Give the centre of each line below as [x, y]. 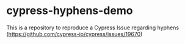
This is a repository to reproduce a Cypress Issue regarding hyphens [92, 28]
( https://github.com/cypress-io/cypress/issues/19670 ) [74, 34]
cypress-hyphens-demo [70, 11]
